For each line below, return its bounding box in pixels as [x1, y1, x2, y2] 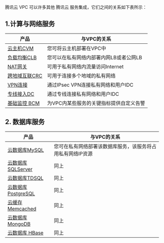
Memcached [7, 205, 37, 212]
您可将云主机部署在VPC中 [47, 45, 106, 52]
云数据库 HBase [7, 229, 44, 236]
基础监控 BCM [7, 99, 40, 106]
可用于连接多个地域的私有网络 [47, 72, 116, 79]
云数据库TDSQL [7, 174, 44, 181]
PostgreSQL [7, 190, 35, 197]
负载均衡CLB [7, 54, 37, 61]
